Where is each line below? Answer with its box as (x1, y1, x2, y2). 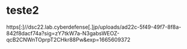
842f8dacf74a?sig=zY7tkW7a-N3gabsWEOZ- (6, 29, 120, 36)
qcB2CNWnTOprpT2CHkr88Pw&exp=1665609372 (6, 36, 130, 43)
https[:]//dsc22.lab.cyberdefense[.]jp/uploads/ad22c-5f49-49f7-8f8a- (6, 23, 182, 30)
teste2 (6, 4, 39, 17)
